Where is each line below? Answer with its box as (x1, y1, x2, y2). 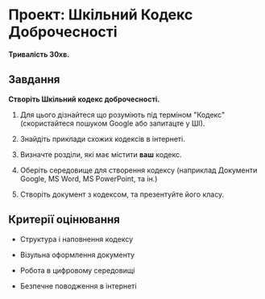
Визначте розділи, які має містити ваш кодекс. (19, 149, 182, 159)
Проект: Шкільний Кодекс (8, 6, 193, 24)
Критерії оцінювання (8, 213, 121, 226)
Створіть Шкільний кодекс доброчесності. (8, 94, 160, 104)
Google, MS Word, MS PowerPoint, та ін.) (19, 173, 158, 183)
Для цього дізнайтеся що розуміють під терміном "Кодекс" (19, 110, 226, 119)
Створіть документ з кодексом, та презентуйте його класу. (19, 189, 225, 199)
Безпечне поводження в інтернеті (19, 280, 137, 291)
